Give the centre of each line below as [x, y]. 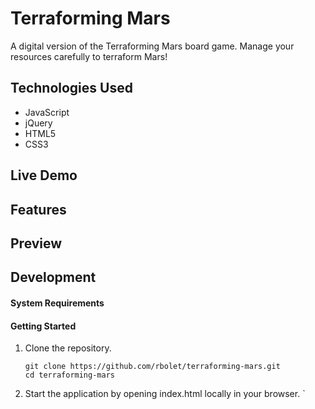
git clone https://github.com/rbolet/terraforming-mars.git [152, 367]
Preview [36, 243]
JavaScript [47, 112]
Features [38, 209]
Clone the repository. [68, 348]
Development [53, 277]
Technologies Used [71, 88]
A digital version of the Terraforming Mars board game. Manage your [152, 46]
